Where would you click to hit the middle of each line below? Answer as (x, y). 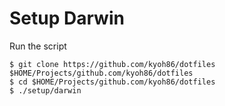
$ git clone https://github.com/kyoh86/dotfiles (112, 64)
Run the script (38, 46)
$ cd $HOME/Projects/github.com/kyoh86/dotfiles (112, 82)
